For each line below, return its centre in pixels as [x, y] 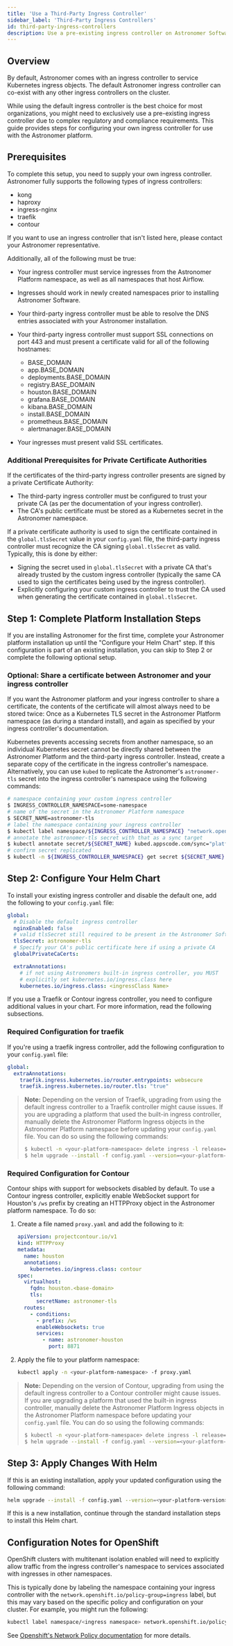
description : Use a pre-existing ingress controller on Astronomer [107, 33]
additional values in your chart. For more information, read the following [109, 1006]
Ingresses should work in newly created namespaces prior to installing [118, 293]
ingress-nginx [37, 209]
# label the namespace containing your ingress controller [94, 825]
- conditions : [50, 1314]
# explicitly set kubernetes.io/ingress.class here [96, 979]
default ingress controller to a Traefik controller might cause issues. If [123, 1107]
